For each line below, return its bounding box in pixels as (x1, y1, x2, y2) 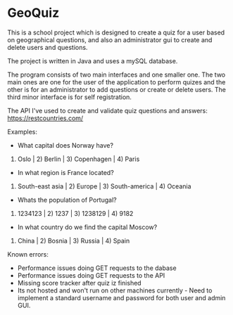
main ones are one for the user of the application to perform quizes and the (7, 77, 226, 86)
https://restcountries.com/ (7, 114, 84, 122)
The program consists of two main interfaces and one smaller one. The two (7, 70, 226, 79)
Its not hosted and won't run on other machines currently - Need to (17, 286, 213, 295)
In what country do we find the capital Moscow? (17, 223, 158, 231)
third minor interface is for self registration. (7, 93, 132, 101)
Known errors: (7, 250, 49, 258)
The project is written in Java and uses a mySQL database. (7, 56, 178, 65)
